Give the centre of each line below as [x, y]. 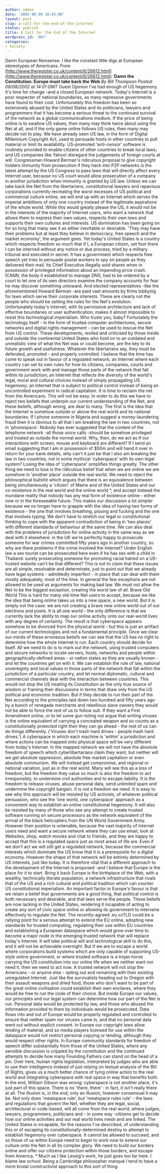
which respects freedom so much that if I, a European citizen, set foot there [82, 244]
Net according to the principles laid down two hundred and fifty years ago [80, 700]
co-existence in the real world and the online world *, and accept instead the [82, 490]
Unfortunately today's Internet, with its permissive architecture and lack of [81, 307]
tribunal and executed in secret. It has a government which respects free [79, 254]
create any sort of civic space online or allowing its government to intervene [82, 909]
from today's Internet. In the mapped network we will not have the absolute [81, 747]
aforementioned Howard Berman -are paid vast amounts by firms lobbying [81, 291]
